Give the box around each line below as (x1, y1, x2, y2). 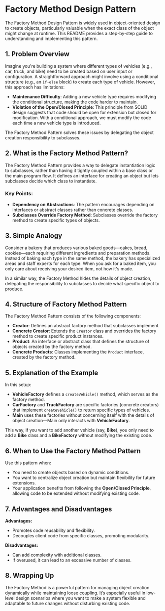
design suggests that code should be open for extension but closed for (12, 109, 157, 115)
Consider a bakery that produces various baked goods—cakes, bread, (5, 245, 148, 251)
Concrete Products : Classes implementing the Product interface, (12, 349, 144, 355)
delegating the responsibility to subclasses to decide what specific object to (5, 280, 160, 286)
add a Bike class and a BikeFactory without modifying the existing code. (5, 433, 153, 438)
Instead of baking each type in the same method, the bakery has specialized (5, 255, 160, 261)
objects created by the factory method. (12, 344, 92, 349)
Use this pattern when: (5, 460, 52, 466)
